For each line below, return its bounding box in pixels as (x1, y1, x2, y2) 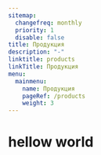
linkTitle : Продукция (8, 63, 79, 71)
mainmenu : (15, 77, 47, 85)
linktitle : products (8, 56, 76, 64)
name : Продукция (22, 84, 76, 93)
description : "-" (8, 48, 65, 56)
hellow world (8, 133, 94, 151)
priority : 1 (15, 26, 55, 34)
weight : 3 (22, 99, 55, 107)
